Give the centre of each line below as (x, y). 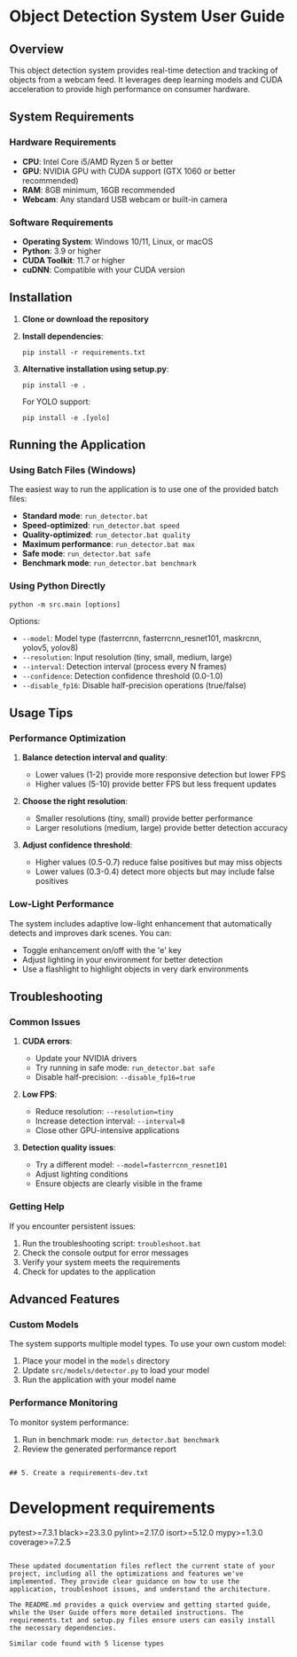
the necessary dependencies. (63, 1628)
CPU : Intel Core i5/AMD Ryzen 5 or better (98, 161)
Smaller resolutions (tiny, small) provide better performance (144, 818)
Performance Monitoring (63, 1403)
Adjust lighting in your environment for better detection (122, 959)
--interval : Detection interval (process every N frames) (125, 666)
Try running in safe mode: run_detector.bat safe (125, 1068)
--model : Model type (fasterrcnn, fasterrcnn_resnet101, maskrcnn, (141, 638)
